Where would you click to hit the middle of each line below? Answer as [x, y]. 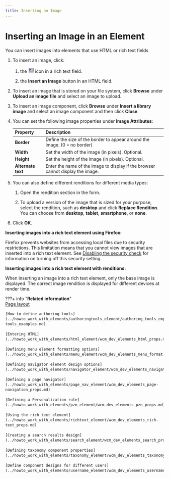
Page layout [18, 304]
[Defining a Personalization [36, 400]
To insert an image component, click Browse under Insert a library [82, 106]
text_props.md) [21, 425]
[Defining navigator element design [44, 364]
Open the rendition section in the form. [60, 193]
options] [91, 349]
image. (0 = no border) [69, 145]
